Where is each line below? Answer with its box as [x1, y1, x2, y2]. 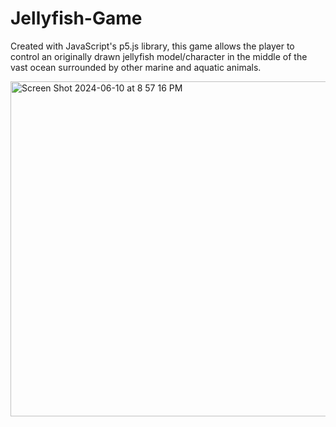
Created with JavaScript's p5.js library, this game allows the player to [10, 40, 295, 52]
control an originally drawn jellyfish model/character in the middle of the [10, 50, 308, 62]
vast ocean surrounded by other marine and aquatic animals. [10, 61, 262, 73]
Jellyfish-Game [10, 7, 143, 30]
